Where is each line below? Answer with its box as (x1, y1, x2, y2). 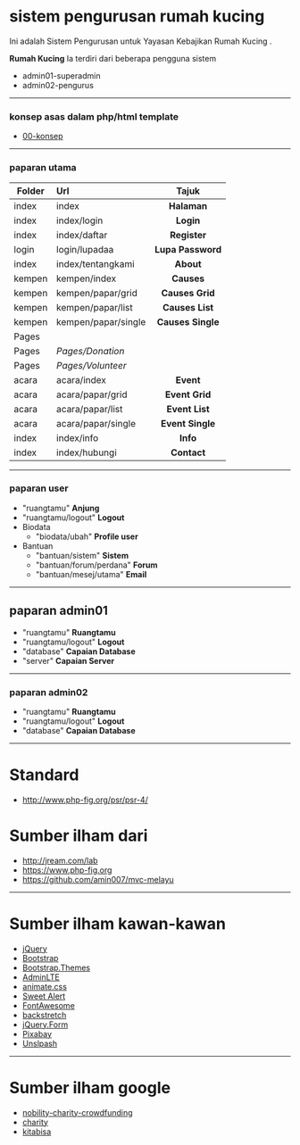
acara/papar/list (56, 402, 123, 415)
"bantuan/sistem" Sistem (35, 550, 129, 560)
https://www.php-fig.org (21, 864, 112, 875)
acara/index (56, 373, 107, 386)
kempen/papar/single (56, 315, 146, 328)
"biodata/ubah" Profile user (35, 531, 138, 542)
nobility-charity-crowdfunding (21, 1107, 133, 1117)
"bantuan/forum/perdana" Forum (35, 560, 158, 570)
